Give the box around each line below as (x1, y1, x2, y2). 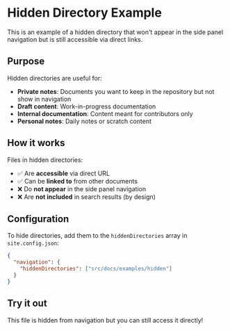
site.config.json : (7, 239, 59, 248)
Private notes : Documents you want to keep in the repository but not (17, 87, 215, 95)
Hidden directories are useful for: (7, 74, 102, 82)
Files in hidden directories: (7, 155, 83, 164)
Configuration (7, 213, 69, 225)
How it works (7, 137, 65, 149)
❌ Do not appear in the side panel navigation (17, 184, 147, 193)
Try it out (7, 298, 47, 309)
